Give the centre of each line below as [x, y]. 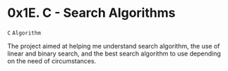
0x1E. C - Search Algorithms [91, 13]
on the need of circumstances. [52, 60]
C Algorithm [24, 33]
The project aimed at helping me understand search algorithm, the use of [114, 46]
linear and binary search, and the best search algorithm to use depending [114, 53]
